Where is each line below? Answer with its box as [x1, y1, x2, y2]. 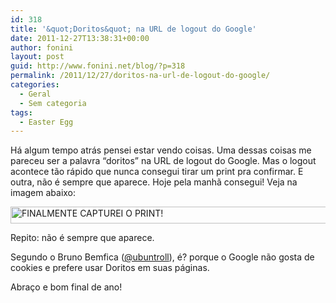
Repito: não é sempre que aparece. [10, 232, 155, 244]
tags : [10, 107, 33, 118]
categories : [10, 80, 60, 90]
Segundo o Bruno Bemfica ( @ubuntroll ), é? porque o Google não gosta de [10, 251, 315, 263]
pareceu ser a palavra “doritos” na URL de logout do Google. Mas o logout [10, 155, 317, 167]
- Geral [19, 89, 52, 99]
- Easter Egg [19, 117, 74, 127]
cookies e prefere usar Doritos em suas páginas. [10, 262, 210, 274]
